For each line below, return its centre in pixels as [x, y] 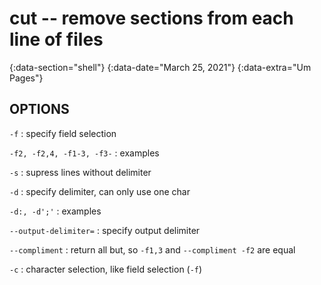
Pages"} [26, 78]
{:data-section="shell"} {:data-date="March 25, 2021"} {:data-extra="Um [160, 67]
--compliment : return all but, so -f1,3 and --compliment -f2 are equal [152, 249]
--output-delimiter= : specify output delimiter [105, 230]
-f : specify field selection [63, 133]
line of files [56, 39]
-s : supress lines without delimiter [80, 172]
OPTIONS [39, 109]
